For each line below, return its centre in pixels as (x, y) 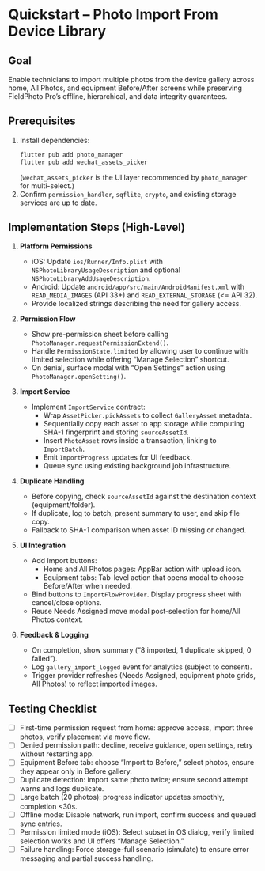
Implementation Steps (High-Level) (97, 227)
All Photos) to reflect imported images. (94, 684)
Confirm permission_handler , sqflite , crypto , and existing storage (128, 194)
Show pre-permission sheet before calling (100, 335)
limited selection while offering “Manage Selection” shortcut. (130, 360)
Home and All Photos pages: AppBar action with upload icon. (143, 569)
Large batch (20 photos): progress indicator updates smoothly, (122, 797)
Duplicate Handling (52, 481)
